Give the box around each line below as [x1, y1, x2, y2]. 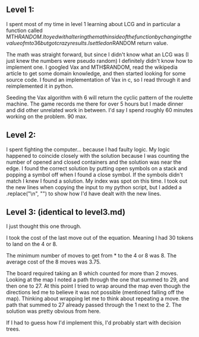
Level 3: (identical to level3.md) [6, 207, 126, 217]
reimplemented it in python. [6, 82, 74, 90]
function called [6, 27, 43, 34]
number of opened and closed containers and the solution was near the [6, 158, 182, 166]
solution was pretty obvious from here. [6, 308, 101, 315]
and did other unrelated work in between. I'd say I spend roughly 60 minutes [6, 106, 193, 113]
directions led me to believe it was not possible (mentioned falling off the [6, 289, 184, 296]
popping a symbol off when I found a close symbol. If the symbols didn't [6, 171, 183, 178]
